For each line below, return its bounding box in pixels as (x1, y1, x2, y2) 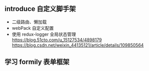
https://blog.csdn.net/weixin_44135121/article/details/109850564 (11, 42, 144, 48)
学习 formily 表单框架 (4, 58, 70, 66)
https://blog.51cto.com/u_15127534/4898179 (11, 37, 102, 43)
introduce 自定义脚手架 (4, 4, 76, 13)
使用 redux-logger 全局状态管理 (11, 31, 76, 37)
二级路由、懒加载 (11, 19, 47, 25)
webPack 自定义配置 (11, 25, 54, 31)
